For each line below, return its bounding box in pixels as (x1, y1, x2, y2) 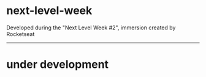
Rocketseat (6, 30, 35, 37)
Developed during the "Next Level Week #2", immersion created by (6, 24, 176, 31)
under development (6, 57, 109, 71)
